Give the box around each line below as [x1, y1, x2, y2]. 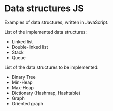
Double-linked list [11, 44, 48, 50]
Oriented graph [11, 100, 43, 106]
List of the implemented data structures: [4, 29, 87, 35]
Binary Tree [11, 74, 36, 80]
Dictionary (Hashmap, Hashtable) [11, 90, 81, 96]
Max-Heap [11, 84, 34, 90]
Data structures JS [4, 3, 84, 14]
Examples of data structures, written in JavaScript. [4, 19, 109, 25]
